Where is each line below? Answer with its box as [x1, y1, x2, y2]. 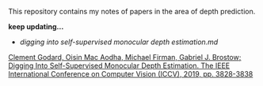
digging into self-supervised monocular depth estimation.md [19, 37, 219, 47]
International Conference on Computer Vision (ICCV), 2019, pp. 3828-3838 [8, 69, 253, 78]
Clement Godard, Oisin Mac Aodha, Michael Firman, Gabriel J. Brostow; [8, 53, 242, 62]
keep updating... [8, 22, 64, 31]
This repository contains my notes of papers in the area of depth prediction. [8, 7, 256, 16]
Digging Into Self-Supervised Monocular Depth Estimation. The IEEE [8, 61, 231, 70]
